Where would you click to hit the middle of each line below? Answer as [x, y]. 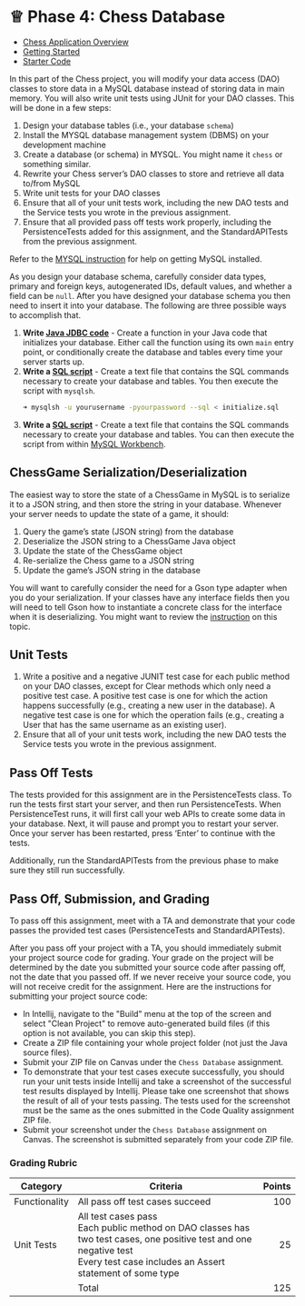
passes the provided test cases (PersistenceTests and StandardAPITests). [148, 931]
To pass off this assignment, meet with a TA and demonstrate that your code [152, 921]
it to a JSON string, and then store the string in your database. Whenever [146, 504]
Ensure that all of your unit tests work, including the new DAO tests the [154, 734]
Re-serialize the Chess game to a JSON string [108, 560]
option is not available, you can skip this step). [109, 1033]
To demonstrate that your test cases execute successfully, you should [153, 1072]
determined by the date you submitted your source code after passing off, [148, 967]
